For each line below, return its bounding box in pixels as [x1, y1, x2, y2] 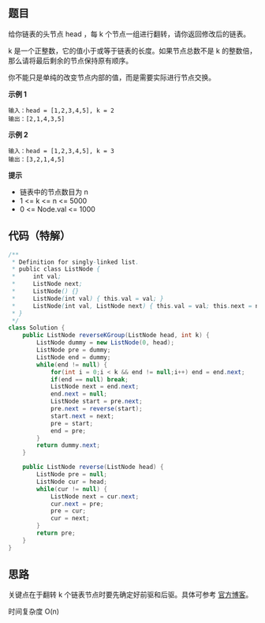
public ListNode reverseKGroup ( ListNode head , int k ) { [22, 332, 211, 340]
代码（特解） [8, 229, 71, 242]
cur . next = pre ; [50, 500, 104, 508]
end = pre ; [50, 426, 87, 435]
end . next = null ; [50, 390, 108, 398]
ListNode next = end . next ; [50, 383, 140, 391]
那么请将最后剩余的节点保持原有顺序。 [8, 55, 132, 65]
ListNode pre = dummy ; [36, 346, 111, 354]
